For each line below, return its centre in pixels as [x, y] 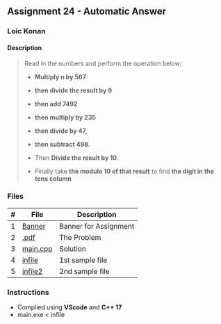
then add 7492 [56, 104]
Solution [73, 248]
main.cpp [37, 248]
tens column [53, 178]
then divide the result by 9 [73, 90]
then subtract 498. [62, 144]
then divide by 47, [61, 131]
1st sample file [83, 260]
